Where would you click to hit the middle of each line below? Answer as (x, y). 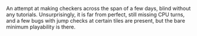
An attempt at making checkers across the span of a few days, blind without (98, 8)
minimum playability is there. (41, 27)
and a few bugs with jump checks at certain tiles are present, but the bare (96, 21)
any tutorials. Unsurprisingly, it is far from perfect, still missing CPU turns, (95, 15)
